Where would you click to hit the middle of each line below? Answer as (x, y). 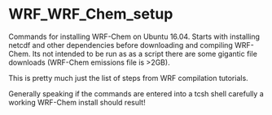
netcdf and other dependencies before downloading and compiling (121, 45)
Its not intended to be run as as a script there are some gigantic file (145, 53)
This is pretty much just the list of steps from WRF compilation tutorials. (128, 78)
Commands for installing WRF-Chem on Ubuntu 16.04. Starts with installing (134, 36)
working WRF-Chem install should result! (77, 102)
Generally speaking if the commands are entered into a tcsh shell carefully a (136, 93)
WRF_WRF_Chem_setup (91, 14)
